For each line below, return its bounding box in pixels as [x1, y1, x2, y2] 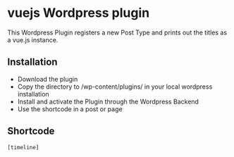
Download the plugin [17, 75, 78, 83]
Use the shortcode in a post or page [17, 104, 123, 113]
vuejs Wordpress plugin [7, 5, 150, 21]
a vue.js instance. [7, 35, 58, 44]
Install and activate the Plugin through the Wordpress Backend [17, 97, 199, 106]
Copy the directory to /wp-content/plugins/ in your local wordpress [17, 82, 213, 91]
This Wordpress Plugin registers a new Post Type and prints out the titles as [7, 28, 228, 37]
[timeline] [7, 144, 39, 151]
